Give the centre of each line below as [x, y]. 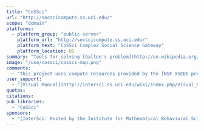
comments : [19, 68]
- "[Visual [25, 85]
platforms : [20, 29]
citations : [20, 96]
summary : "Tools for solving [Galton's [57, 57]
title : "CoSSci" [27, 12]
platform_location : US [46, 51]
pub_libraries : [25, 101]
